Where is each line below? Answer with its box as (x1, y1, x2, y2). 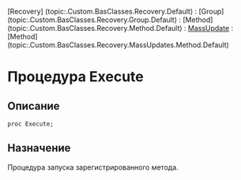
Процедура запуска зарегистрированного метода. (7, 162, 179, 172)
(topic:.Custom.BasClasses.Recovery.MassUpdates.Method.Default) (7, 40, 230, 50)
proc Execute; (7, 120, 55, 128)
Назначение (7, 141, 71, 155)
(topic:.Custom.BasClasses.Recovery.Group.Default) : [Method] (7, 15, 213, 24)
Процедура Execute (7, 68, 144, 86)
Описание (7, 99, 60, 113)
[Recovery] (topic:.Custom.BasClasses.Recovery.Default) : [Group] (7, 7, 224, 16)
